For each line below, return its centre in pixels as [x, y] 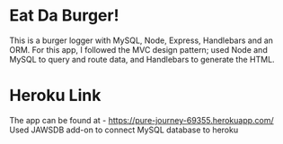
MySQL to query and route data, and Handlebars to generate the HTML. [142, 59]
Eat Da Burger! [64, 16]
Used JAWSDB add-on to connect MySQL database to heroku [124, 130]
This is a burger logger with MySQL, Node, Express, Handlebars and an [141, 40]
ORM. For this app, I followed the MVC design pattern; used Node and [138, 49]
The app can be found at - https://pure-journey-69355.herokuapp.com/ [141, 120]
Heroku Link [55, 96]
